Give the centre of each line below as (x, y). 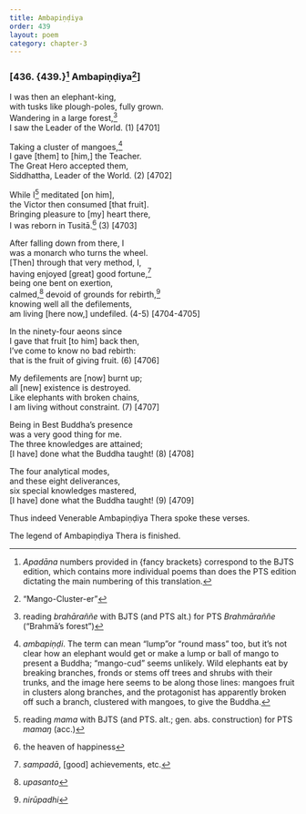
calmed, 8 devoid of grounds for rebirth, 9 (85, 294)
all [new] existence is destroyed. (70, 387)
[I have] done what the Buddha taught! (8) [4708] (102, 453)
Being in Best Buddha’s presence (71, 424)
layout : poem (34, 35)
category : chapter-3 (49, 43)
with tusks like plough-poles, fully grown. (87, 107)
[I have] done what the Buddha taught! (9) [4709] (102, 500)
